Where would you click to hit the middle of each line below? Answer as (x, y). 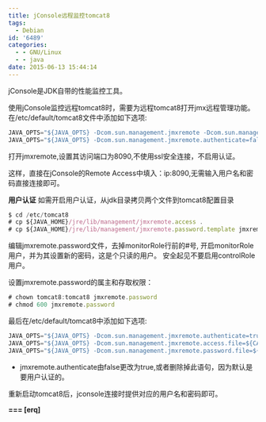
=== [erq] (25, 409)
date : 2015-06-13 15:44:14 (53, 67)
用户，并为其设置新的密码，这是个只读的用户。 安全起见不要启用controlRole (132, 255)
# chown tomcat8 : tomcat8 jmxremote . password (83, 297)
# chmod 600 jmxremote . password (61, 305)
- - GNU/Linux (38, 52)
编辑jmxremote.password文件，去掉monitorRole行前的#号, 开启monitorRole (131, 246)
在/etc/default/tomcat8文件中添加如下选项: (78, 117)
